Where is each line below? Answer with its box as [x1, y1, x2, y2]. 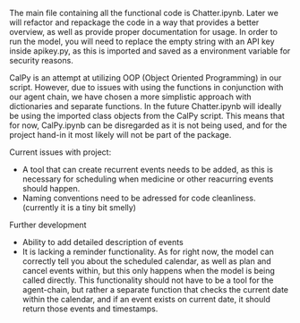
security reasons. [9, 55, 73, 65]
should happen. [21, 183, 81, 193]
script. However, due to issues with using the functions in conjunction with [9, 82, 284, 92]
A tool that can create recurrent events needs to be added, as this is [21, 165, 273, 174]
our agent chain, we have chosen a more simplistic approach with [9, 91, 253, 102]
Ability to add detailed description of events [21, 237, 184, 247]
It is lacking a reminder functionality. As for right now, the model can [21, 246, 275, 257]
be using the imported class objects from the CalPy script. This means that [9, 111, 285, 121]
